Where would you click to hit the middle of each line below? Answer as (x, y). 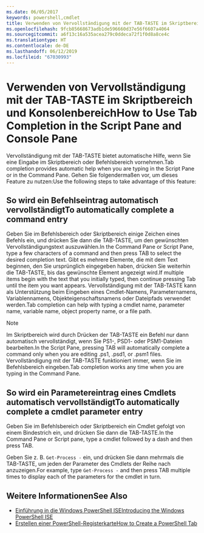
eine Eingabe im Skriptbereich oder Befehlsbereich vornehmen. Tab (90, 162)
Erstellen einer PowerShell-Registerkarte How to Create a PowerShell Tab (106, 523)
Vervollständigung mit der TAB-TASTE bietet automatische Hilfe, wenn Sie (99, 155)
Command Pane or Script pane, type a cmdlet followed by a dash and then (100, 439)
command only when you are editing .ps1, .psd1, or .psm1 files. (84, 354)
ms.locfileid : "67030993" (39, 57)
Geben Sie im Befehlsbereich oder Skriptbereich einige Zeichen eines (93, 234)
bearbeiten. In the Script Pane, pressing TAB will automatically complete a (98, 348)
